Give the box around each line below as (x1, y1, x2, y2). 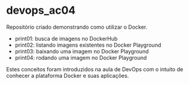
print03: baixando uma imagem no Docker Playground (14, 47, 149, 54)
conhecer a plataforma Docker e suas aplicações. (6, 72, 129, 79)
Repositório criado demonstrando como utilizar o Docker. (6, 23, 148, 31)
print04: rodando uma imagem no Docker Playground (14, 54, 147, 61)
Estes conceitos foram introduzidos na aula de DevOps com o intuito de (6, 65, 184, 72)
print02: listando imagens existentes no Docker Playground (14, 41, 161, 48)
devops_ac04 (6, 4, 76, 17)
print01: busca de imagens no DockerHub (14, 35, 118, 42)
